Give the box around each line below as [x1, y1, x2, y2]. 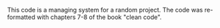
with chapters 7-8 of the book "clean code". [37, 13, 162, 21]
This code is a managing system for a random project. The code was [7, 6, 203, 14]
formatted [7, 13, 36, 21]
